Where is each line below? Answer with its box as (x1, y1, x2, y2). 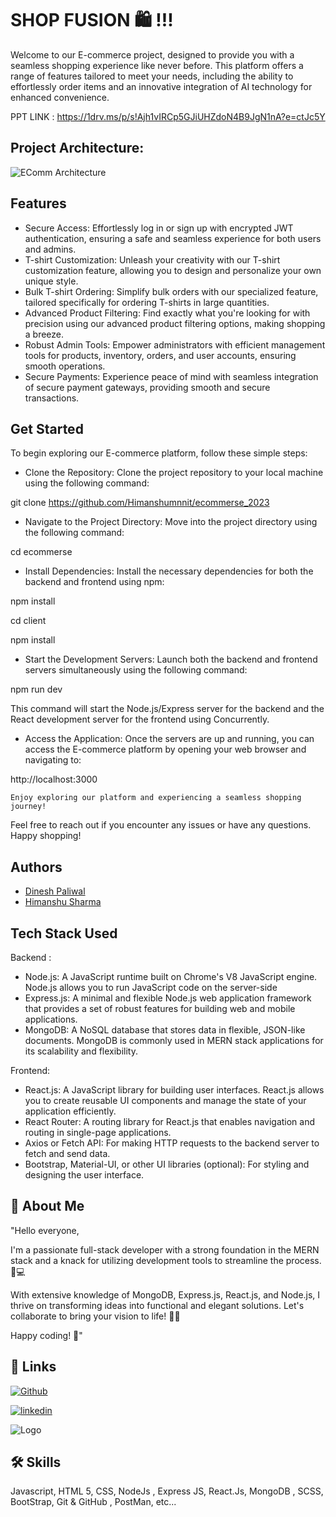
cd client (10, 615, 47, 627)
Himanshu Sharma (24, 896, 102, 908)
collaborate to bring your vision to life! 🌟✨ (10, 1310, 181, 1322)
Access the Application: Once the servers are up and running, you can (24, 733, 315, 745)
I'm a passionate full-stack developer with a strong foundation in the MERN (10, 1243, 320, 1256)
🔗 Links (10, 1358, 57, 1376)
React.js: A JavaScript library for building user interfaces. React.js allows (24, 1084, 325, 1096)
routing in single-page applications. (24, 1127, 172, 1138)
